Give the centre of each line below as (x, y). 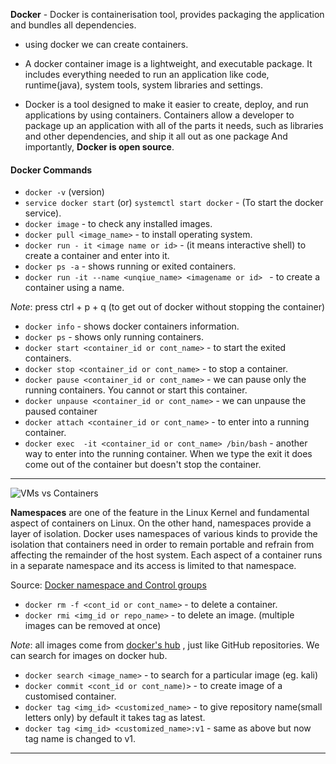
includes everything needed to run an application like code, (147, 74)
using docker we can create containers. (106, 44)
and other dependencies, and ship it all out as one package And (156, 136)
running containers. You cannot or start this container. (136, 390)
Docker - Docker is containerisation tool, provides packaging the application (167, 14)
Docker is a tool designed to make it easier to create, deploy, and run (166, 104)
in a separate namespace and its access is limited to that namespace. (153, 566)
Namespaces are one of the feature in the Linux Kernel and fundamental (160, 513)
